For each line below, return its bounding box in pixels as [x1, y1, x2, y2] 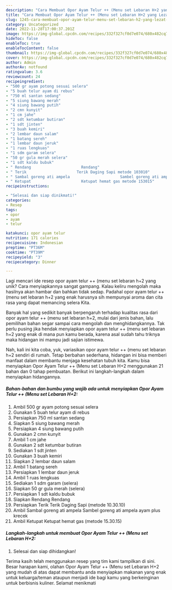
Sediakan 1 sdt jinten [13, 448, 57, 454]
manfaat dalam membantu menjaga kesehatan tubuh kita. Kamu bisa [6, 357, 150, 364]
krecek [13, 513, 28, 519]
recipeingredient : [6, 79, 45, 84]
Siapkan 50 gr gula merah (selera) [13, 486, 85, 492]
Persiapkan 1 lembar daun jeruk [13, 469, 80, 475]
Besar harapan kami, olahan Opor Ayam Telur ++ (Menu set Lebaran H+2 [6, 564, 160, 570]
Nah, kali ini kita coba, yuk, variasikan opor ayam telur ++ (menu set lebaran [6, 347, 166, 353]
